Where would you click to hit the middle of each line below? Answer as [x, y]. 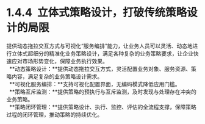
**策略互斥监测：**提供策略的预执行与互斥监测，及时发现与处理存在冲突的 [103, 92]
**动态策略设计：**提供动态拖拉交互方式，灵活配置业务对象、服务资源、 [100, 68]
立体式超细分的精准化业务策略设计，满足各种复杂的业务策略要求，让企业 [102, 53]
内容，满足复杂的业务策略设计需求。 [57, 76]
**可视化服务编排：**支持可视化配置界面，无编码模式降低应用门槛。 [95, 84]
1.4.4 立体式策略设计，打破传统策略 [97, 13]
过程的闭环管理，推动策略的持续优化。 [54, 114]
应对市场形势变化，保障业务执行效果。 [59, 61]
